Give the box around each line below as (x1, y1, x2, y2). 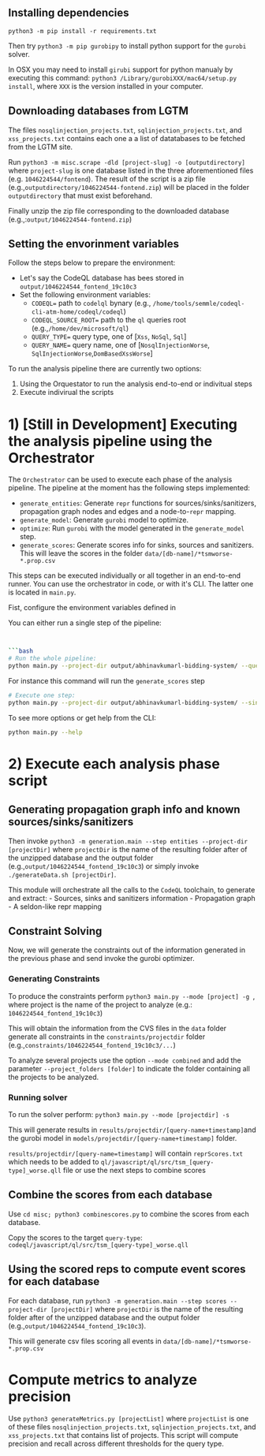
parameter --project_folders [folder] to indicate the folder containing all (8, 1063, 251, 1073)
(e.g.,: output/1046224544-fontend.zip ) (8, 214, 132, 224)
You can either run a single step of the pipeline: (8, 618, 162, 627)
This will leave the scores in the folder (19, 549, 144, 558)
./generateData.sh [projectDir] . (8, 870, 117, 879)
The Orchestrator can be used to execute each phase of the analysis (8, 475, 233, 484)
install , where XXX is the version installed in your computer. (8, 81, 203, 91)
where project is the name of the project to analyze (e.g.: (8, 1000, 193, 1009)
